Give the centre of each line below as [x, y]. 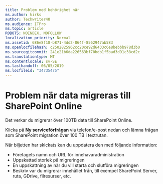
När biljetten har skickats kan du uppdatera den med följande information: [81, 145]
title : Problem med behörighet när [42, 10]
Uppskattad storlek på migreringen [48, 160]
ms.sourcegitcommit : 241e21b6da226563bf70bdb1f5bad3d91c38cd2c [73, 52]
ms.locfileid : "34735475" [32, 71]
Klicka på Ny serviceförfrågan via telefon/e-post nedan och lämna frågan [82, 130]
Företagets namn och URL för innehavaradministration [68, 154]
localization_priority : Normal [38, 38]
